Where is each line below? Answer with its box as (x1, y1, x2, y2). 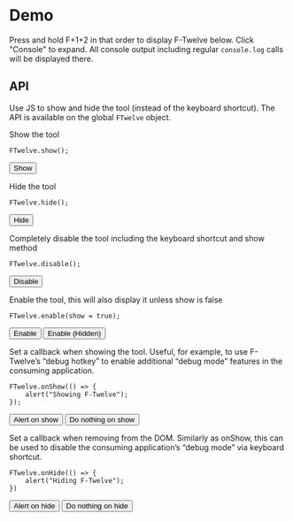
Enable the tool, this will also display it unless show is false (9, 294, 223, 305)
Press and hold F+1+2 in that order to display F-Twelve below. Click (9, 34, 255, 45)
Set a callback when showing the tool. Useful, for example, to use (9, 346, 249, 356)
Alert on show (13, 415, 59, 425)
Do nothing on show (69, 415, 135, 425)
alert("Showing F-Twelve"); (25, 390, 128, 399)
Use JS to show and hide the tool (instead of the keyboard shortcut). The (9, 103, 276, 113)
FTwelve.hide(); (9, 198, 69, 207)
